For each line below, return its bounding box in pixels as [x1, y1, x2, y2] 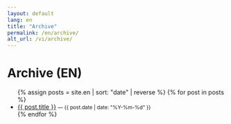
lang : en [7, 17, 33, 23]
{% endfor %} [17, 110, 58, 118]
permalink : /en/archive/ [7, 29, 79, 37]
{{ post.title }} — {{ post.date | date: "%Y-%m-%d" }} [17, 103, 151, 111]
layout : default [7, 10, 54, 17]
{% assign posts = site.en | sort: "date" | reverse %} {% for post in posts [17, 88, 224, 96]
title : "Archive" [7, 23, 58, 30]
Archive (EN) [7, 65, 83, 81]
